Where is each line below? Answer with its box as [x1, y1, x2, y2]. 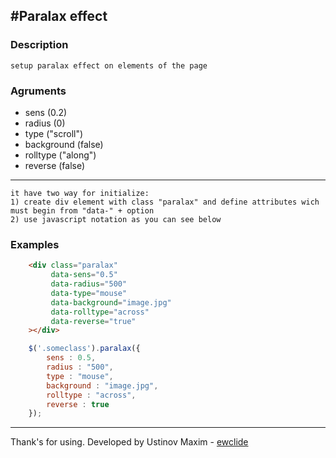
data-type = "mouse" [50, 288, 128, 298]
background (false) [24, 138, 104, 150]
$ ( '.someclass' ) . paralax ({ [28, 344, 141, 354]
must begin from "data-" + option [10, 205, 155, 216]
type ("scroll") [24, 127, 84, 139]
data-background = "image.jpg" [50, 297, 172, 308]
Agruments [10, 84, 67, 98]
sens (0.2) [24, 106, 68, 118]
